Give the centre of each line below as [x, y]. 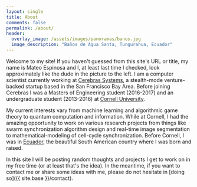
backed [15, 86]
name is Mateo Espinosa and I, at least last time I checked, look [83, 67]
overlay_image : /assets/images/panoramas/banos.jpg [76, 39]
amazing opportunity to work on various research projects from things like [96, 123]
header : [16, 34]
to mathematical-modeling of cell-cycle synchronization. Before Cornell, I [95, 135]
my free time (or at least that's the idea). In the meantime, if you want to [93, 165]
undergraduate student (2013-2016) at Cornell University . [76, 99]
